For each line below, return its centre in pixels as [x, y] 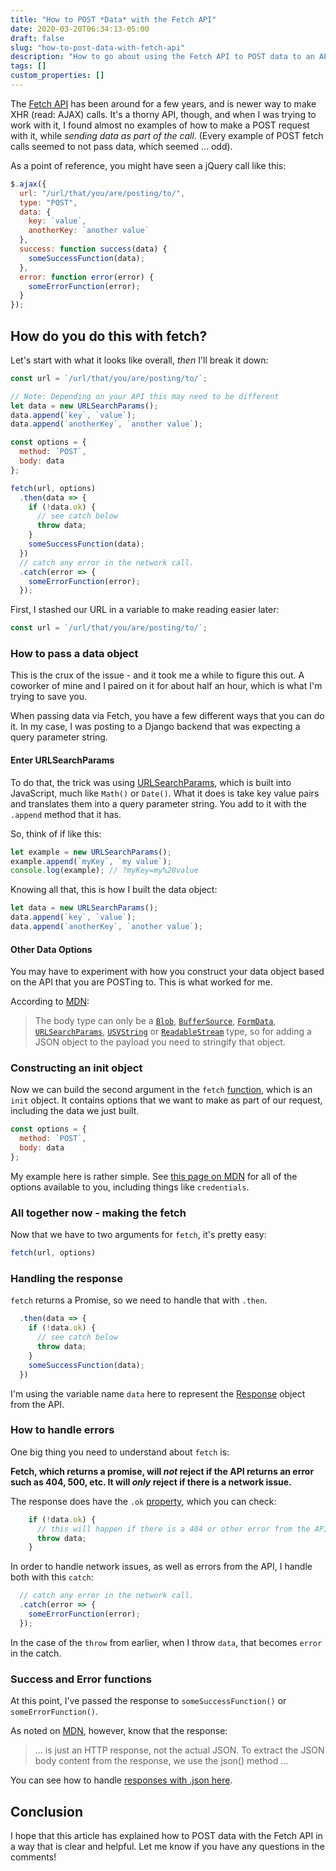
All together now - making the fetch [98, 1213]
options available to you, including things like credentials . [130, 1187]
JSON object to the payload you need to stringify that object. [160, 1042]
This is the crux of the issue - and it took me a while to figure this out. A [157, 675]
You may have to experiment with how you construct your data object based [167, 972]
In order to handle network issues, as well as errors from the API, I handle [161, 1567]
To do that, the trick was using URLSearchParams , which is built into [151, 782]
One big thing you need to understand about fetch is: [120, 1452]
